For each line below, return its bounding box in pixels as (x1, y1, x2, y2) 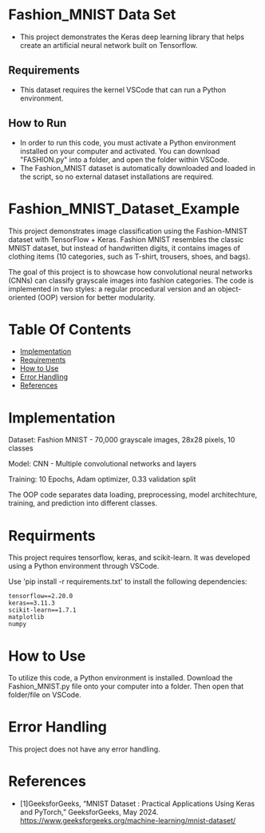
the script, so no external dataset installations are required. (19, 172, 214, 181)
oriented (8, 292, 36, 302)
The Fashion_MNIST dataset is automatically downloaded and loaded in (19, 163, 255, 173)
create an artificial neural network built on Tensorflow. (19, 40, 198, 50)
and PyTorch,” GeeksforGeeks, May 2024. (19, 807, 159, 817)
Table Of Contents (8, 320, 132, 339)
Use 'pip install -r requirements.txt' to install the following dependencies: (8, 577, 247, 586)
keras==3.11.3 (8, 599, 56, 608)
